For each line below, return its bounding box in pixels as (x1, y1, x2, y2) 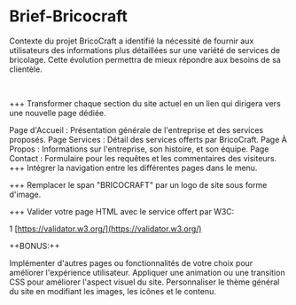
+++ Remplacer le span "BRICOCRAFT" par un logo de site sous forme (9, 179, 268, 190)
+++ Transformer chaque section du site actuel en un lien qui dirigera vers (9, 98, 281, 108)
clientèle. (9, 64, 43, 74)
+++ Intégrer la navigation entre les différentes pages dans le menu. (9, 162, 258, 173)
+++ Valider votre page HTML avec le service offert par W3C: (9, 206, 235, 216)
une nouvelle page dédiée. (9, 107, 106, 118)
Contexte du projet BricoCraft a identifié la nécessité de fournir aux (9, 35, 254, 46)
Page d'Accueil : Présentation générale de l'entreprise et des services (9, 124, 264, 135)
